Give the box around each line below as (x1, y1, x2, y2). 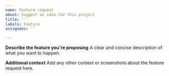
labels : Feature (5, 21, 40, 27)
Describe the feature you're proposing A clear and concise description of (5, 45, 162, 51)
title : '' (5, 17, 27, 22)
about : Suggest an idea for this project (5, 12, 95, 17)
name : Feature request (5, 7, 54, 13)
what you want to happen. (5, 50, 60, 56)
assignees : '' (5, 26, 36, 31)
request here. (5, 65, 34, 71)
